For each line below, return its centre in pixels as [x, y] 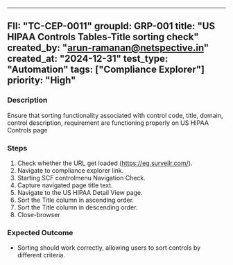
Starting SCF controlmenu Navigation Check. [81, 178]
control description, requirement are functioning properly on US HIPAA [108, 123]
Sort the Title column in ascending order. [75, 200]
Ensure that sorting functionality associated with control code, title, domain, [115, 115]
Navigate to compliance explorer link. [70, 170]
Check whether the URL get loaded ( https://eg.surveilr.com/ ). [105, 163]
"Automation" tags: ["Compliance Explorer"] [106, 70]
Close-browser [38, 214]
